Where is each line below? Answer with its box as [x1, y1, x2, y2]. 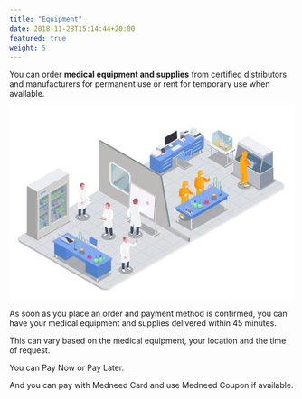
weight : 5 [9, 43, 47, 52]
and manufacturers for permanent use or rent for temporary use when [9, 79, 270, 89]
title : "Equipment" [9, 14, 83, 23]
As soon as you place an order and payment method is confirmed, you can [9, 308, 288, 320]
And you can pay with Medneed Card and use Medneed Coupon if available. [9, 380, 294, 391]
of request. [9, 345, 51, 356]
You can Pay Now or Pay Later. [9, 362, 125, 374]
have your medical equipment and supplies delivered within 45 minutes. [9, 318, 278, 329]
